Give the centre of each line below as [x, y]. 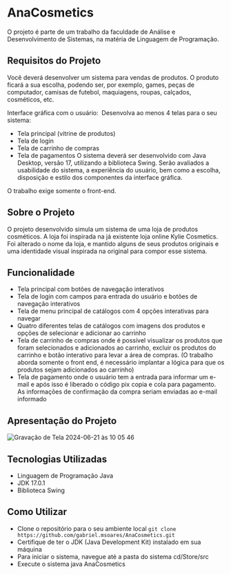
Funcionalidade [41, 273]
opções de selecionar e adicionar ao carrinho [82, 333]
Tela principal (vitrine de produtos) [66, 133]
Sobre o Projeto [41, 213]
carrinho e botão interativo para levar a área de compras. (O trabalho [115, 355]
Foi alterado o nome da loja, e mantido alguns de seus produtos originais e [113, 243]
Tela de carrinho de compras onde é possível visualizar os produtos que [120, 341]
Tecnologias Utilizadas [57, 459]
